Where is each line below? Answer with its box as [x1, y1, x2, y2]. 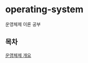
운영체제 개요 [5, 52, 32, 58]
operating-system [5, 4, 84, 15]
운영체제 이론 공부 [5, 21, 41, 27]
